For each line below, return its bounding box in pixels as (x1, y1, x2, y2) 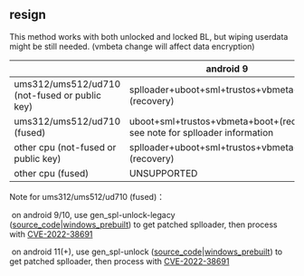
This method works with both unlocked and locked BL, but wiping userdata (9, 31, 289, 42)
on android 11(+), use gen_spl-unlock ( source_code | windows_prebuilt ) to (11, 246, 283, 257)
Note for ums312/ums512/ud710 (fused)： (9, 191, 166, 202)
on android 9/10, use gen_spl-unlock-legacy (11, 209, 176, 220)
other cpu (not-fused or (14, 140, 117, 153)
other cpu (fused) (14, 167, 90, 179)
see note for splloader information (129, 126, 274, 138)
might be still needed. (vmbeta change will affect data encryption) (9, 41, 255, 52)
